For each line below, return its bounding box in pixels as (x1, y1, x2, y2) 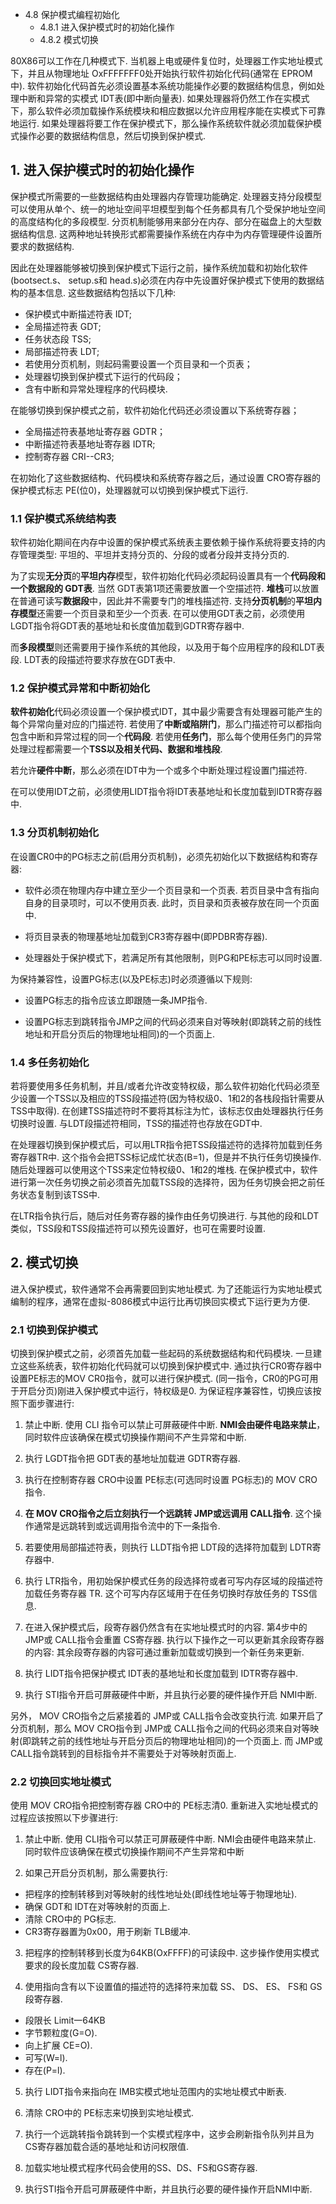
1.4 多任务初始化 (10, 1055, 90, 1069)
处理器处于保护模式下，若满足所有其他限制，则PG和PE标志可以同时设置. (24, 951, 323, 963)
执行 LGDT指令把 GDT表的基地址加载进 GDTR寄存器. (24, 1453, 241, 1465)
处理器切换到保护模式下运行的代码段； (24, 370, 183, 382)
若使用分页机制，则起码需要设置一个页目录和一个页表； (24, 358, 253, 370)
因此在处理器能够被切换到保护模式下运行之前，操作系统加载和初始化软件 (10, 261, 308, 273)
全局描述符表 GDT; (24, 320, 102, 332)
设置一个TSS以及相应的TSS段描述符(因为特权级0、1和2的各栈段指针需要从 (18, 1093, 325, 1104)
